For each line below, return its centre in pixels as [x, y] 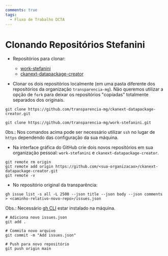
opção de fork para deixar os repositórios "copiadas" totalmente [80, 95]
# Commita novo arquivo [31, 231]
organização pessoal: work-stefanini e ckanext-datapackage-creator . [86, 153]
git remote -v [20, 176]
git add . [16, 222]
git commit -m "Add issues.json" [41, 235]
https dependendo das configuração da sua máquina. [62, 137]
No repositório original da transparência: [55, 185]
